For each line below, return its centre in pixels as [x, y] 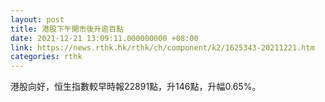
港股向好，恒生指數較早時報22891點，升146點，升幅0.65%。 [136, 87]
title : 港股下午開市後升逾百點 [67, 29]
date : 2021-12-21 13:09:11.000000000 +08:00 [104, 38]
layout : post [37, 19]
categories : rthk [46, 57]
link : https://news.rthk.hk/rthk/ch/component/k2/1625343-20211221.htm [162, 47]
